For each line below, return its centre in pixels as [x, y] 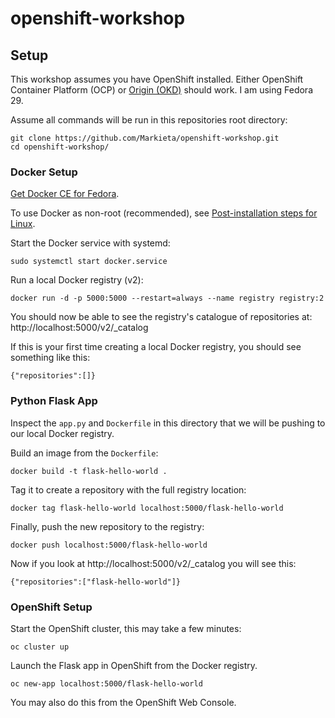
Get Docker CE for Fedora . [65, 194]
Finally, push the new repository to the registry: [107, 526]
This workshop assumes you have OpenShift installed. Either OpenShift [157, 79]
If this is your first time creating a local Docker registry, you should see [156, 347]
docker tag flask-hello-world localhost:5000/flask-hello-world [147, 508]
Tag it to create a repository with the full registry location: [128, 489]
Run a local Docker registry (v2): [77, 280]
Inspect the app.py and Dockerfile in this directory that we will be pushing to [168, 423]
